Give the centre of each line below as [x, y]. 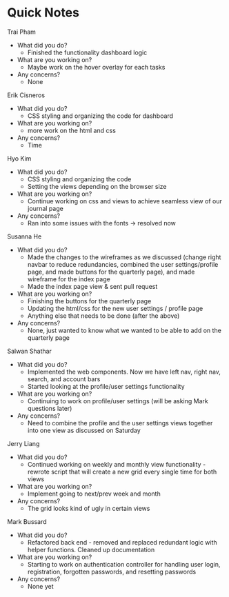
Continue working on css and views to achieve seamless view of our [125, 201]
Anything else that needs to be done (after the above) [103, 316]
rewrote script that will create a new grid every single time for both [122, 472]
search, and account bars [64, 379]
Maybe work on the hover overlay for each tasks [96, 67]
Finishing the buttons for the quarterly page [89, 301]
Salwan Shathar [29, 351]
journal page [45, 208]
